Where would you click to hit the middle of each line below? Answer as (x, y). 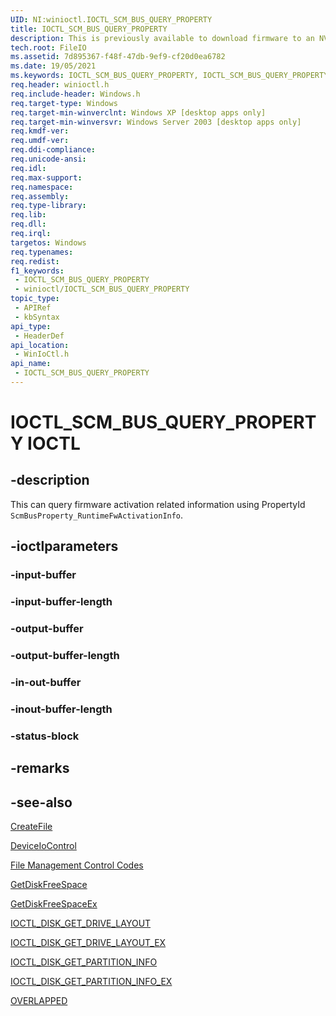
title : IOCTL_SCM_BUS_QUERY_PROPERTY (89, 29)
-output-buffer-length (65, 655)
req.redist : (35, 261)
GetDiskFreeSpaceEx (54, 903)
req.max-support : (46, 177)
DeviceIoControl (43, 845)
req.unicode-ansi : (48, 159)
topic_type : (35, 299)
